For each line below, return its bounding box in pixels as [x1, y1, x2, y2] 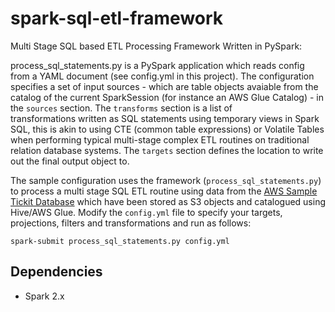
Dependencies [10, 263, 103, 281]
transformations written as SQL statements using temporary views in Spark [10, 112, 320, 124]
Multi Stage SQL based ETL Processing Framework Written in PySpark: [10, 40, 303, 52]
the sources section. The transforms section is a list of [10, 102, 233, 114]
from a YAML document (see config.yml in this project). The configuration [10, 70, 315, 82]
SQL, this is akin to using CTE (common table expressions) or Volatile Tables [10, 123, 325, 135]
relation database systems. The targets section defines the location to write [10, 144, 324, 156]
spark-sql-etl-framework [10, 7, 224, 30]
